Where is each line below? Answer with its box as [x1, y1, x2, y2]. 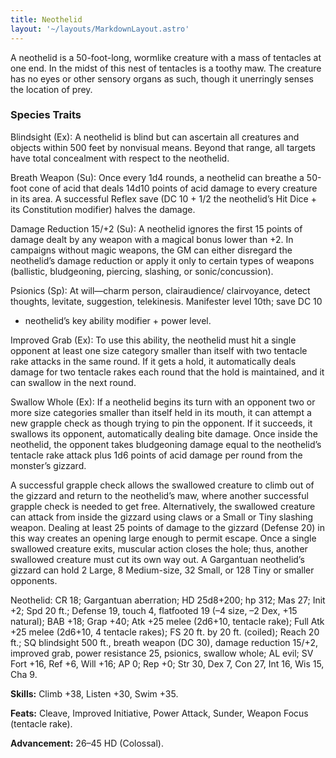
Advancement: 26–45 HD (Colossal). [10, 737, 164, 749]
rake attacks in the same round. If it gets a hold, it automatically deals [10, 355, 297, 367]
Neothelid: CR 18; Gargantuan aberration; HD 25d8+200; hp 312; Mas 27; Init [10, 594, 326, 606]
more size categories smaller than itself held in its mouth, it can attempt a [10, 406, 312, 418]
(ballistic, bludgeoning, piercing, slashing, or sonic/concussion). [10, 265, 274, 277]
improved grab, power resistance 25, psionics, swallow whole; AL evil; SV [10, 647, 314, 659]
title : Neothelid [10, 14, 83, 25]
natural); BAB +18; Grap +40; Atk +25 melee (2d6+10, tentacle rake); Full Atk [10, 615, 325, 627]
